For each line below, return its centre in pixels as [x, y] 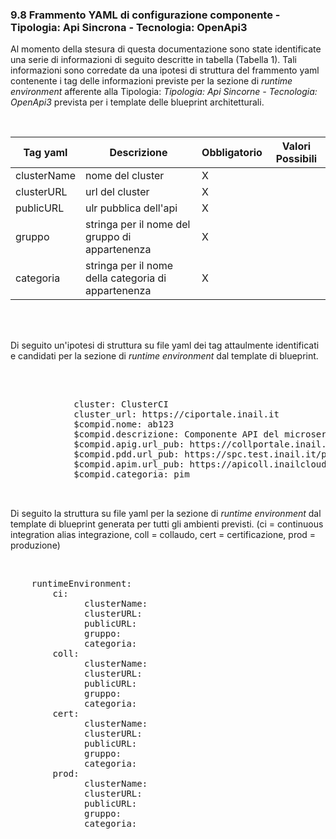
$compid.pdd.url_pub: [126, 454]
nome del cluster [124, 176]
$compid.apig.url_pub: [129, 444]
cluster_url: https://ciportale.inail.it [176, 414]
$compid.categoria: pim [131, 474]
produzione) [35, 545]
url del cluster [117, 192]
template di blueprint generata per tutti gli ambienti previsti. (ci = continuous [167, 524]
